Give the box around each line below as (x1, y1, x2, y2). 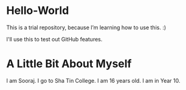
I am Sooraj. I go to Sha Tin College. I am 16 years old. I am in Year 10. (6, 77, 181, 84)
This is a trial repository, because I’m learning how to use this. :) (6, 24, 167, 31)
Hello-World (6, 4, 69, 18)
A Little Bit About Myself (6, 57, 132, 71)
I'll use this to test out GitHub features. (6, 35, 103, 43)
